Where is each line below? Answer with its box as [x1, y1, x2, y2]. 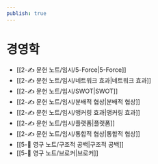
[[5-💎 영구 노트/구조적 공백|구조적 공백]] [16, 140, 124, 148]
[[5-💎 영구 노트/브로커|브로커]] [16, 148, 98, 157]
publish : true [6, 10, 47, 17]
